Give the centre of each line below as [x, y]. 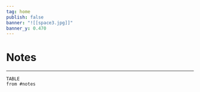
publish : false [25, 17]
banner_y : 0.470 [26, 28]
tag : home [18, 12]
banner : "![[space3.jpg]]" [40, 23]
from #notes [21, 84]
